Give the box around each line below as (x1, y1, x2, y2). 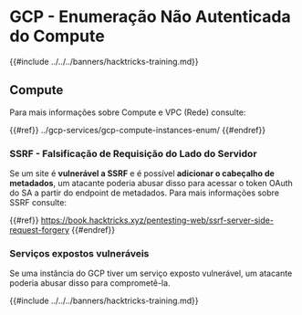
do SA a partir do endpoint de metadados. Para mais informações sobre (9, 187, 280, 198)
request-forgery (9, 225, 70, 236)
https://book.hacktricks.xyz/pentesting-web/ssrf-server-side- (40, 215, 274, 226)
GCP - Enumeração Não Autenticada (9, 6, 291, 27)
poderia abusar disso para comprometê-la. (9, 278, 171, 289)
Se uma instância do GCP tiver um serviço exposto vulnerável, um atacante (9, 268, 293, 279)
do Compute (9, 26, 105, 47)
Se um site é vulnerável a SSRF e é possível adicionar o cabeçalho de (9, 168, 276, 179)
